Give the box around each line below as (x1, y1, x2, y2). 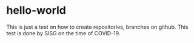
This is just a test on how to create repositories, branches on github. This (6, 23, 189, 30)
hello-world (6, 4, 67, 17)
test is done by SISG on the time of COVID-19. (6, 29, 121, 36)
